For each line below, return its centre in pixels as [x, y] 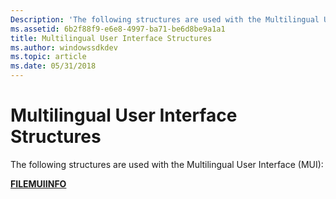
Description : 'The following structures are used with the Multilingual [165, 19]
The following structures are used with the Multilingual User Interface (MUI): [167, 164]
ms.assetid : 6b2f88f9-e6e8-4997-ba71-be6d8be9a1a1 [118, 29]
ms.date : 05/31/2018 [53, 66]
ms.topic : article [48, 57]
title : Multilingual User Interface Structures [111, 38]
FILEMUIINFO [38, 183]
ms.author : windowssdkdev [64, 47]
